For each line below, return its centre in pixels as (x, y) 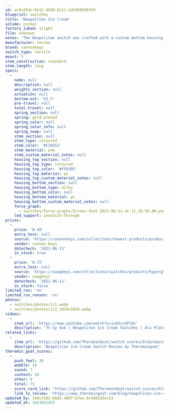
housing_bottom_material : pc (45, 197)
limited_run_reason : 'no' (32, 295)
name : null (26, 80)
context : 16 (27, 375)
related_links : (21, 333)
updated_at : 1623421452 (30, 403)
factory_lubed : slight (29, 29)
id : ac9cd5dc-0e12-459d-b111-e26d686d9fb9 (50, 10)
